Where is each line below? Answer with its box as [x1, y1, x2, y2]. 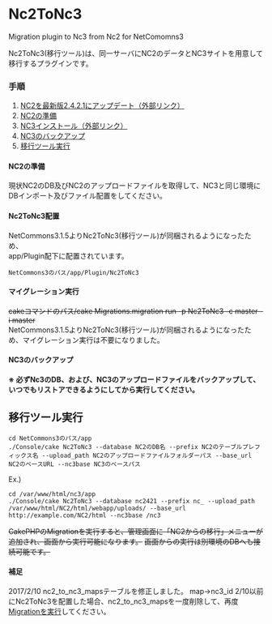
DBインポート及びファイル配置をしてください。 [8, 191, 168, 201]
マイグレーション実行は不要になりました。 [22, 335, 164, 344]
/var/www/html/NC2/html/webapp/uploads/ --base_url [8, 504, 186, 512]
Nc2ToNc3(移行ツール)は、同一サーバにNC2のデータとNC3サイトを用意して [8, 48, 264, 58]
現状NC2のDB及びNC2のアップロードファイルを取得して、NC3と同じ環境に [8, 181, 261, 190]
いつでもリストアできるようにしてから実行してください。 [8, 385, 200, 395]
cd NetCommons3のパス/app [8, 434, 92, 442]
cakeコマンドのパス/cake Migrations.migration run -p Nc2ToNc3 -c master [8, 306, 258, 316]
